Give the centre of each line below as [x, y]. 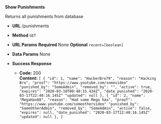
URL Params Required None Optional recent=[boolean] [68, 45]
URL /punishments [31, 26]
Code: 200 [30, 73]
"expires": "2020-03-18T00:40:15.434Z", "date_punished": [79, 91]
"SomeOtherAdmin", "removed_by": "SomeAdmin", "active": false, [86, 108]
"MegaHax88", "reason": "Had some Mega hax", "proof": [76, 100]
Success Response [32, 63]
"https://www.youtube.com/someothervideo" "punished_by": [79, 104]
